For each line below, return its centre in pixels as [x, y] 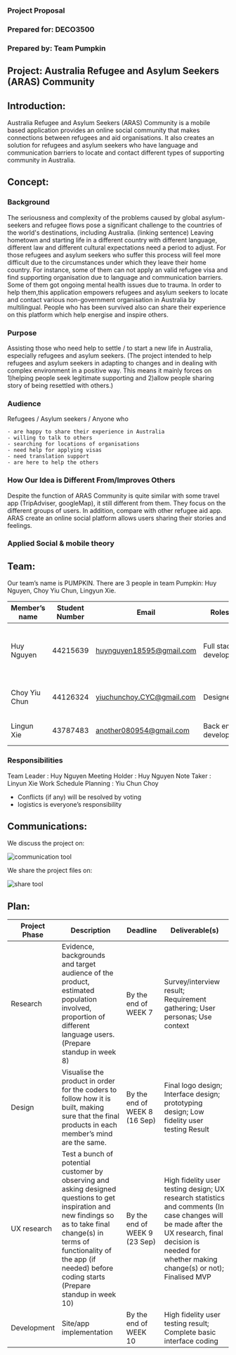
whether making [191, 1259]
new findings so [88, 1216]
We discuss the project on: [46, 843]
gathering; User [190, 1009]
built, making [83, 1108]
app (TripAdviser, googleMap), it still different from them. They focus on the [117, 503]
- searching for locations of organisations [73, 444]
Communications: [47, 826]
